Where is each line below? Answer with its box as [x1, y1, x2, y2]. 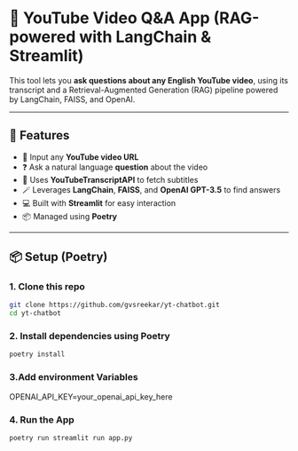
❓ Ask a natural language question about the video [21, 162, 208, 172]
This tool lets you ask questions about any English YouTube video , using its [9, 75, 289, 85]
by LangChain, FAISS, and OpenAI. [9, 93, 136, 105]
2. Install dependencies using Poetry [9, 330, 170, 343]
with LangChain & [79, 27, 212, 47]
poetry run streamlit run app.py [9, 433, 133, 442]
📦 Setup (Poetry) [9, 249, 108, 265]
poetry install [9, 350, 66, 359]
